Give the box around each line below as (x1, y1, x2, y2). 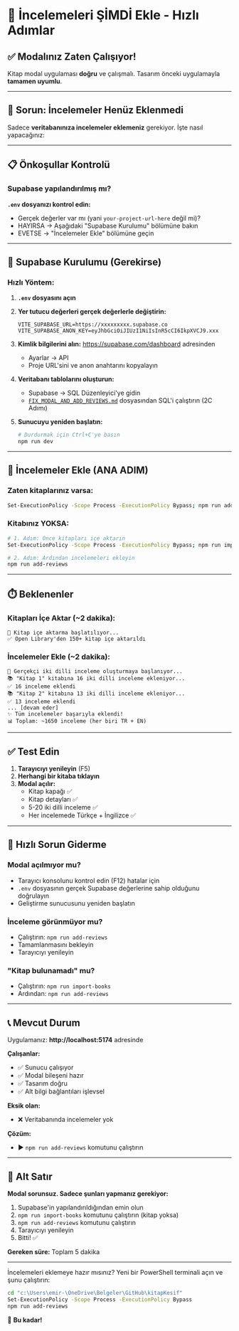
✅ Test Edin (7, 746, 60, 758)
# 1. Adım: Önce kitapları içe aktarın (7, 534, 126, 542)
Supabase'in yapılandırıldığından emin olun (17, 1203, 144, 1211)
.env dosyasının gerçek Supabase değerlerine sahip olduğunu (17, 884, 200, 892)
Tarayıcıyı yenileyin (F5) (17, 765, 91, 773)
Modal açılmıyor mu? (7, 860, 82, 870)
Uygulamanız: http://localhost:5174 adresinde (7, 1036, 144, 1044)
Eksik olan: (7, 1101, 41, 1110)
